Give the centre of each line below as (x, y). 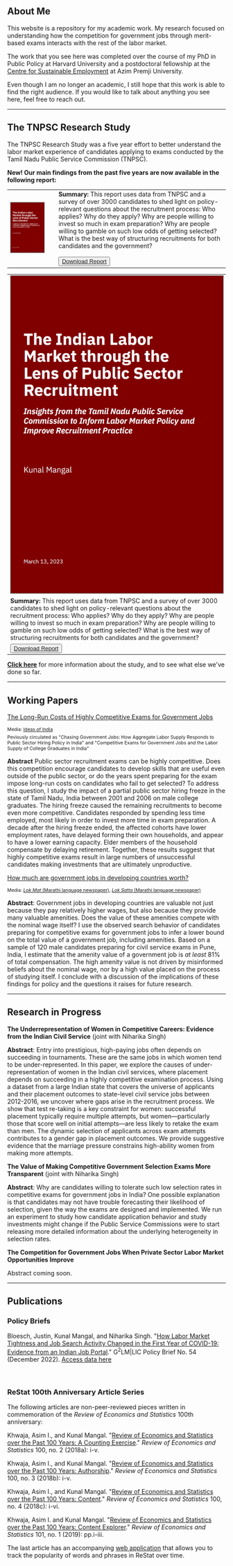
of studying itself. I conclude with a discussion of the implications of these (113, 976)
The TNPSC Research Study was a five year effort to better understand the (114, 144)
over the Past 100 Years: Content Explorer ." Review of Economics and (106, 1527)
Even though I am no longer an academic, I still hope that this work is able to (116, 84)
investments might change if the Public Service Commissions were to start (113, 1224)
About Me (29, 11)
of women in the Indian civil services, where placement (129, 1072)
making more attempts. (40, 1153)
